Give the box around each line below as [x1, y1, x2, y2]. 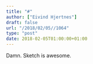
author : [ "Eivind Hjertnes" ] [6, 14, 77, 20]
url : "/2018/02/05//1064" [6, 25, 69, 31]
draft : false [6, 19, 38, 25]
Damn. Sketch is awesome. [6, 52, 71, 59]
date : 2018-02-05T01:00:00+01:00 [6, 36, 88, 42]
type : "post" [6, 31, 38, 36]
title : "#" [6, 8, 33, 15]
